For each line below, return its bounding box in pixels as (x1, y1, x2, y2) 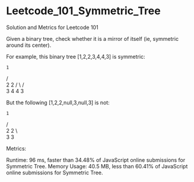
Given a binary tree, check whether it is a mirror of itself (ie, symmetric (6, 35, 179, 42)
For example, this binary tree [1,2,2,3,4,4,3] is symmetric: (6, 53, 145, 60)
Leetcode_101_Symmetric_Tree (6, 4, 161, 18)
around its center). (6, 41, 52, 49)
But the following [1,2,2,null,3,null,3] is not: (6, 99, 110, 106)
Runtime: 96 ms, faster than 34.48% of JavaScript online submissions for (6, 156, 186, 164)
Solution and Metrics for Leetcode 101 (6, 24, 99, 31)
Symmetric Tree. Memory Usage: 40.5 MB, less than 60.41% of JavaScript (6, 162, 188, 170)
